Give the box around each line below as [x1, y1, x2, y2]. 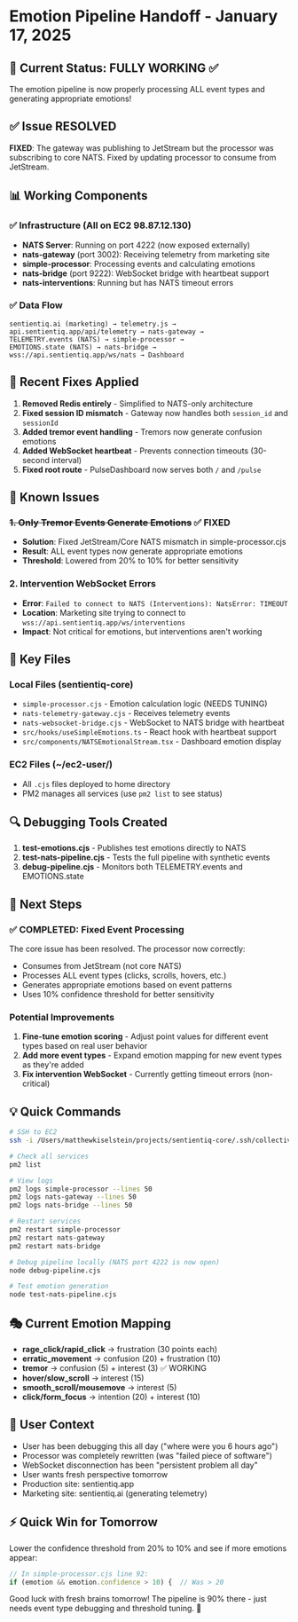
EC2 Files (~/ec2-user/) [9, 759, 114, 771]
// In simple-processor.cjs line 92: [9, 1569, 149, 1579]
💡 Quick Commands [9, 1104, 122, 1119]
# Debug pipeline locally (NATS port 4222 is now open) [9, 1257, 220, 1266]
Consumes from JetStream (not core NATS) [21, 961, 182, 972]
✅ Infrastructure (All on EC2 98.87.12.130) [9, 219, 192, 232]
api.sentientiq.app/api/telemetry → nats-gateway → [9, 327, 204, 336]
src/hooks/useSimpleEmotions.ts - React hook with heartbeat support [21, 727, 277, 737]
